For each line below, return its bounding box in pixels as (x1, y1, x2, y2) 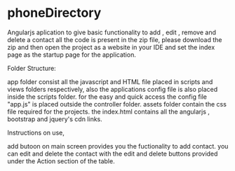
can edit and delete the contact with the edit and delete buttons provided (7, 149, 218, 158)
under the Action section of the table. (7, 156, 115, 165)
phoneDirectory (7, 5, 102, 21)
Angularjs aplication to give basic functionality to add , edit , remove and (7, 28, 216, 36)
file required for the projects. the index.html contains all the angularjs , (7, 107, 210, 116)
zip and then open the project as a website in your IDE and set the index (7, 43, 215, 51)
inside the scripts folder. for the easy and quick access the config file (7, 93, 208, 101)
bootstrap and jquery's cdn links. (7, 114, 103, 123)
